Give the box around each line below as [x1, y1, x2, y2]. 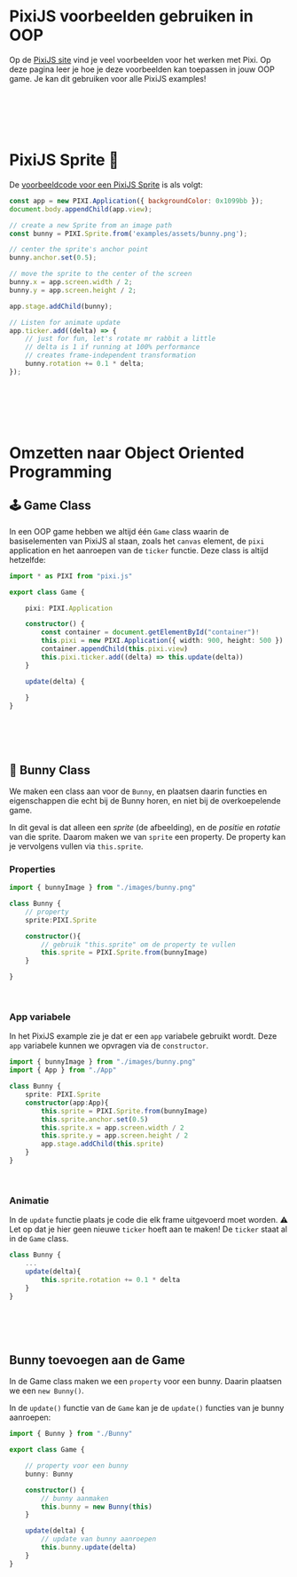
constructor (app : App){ [25, 1098, 109, 1107]
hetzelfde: [9, 554, 46, 565]
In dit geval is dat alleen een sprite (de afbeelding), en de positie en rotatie [9, 821, 281, 832]
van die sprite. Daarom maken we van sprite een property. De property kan [9, 831, 286, 842]
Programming [9, 462, 113, 481]
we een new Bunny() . [9, 1385, 84, 1396]
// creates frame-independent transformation [25, 351, 197, 361]
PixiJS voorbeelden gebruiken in [9, 6, 254, 27]
